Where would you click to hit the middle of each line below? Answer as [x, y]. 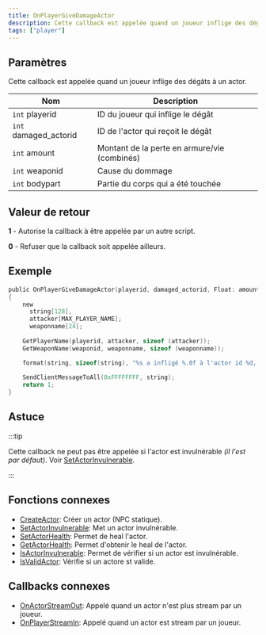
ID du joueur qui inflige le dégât [156, 114]
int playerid [34, 114]
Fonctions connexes [59, 500]
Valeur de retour [49, 212]
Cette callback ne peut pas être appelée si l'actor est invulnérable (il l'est [127, 451]
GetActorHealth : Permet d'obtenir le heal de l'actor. [103, 545]
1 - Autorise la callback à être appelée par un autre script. [102, 231]
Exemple [30, 272]
